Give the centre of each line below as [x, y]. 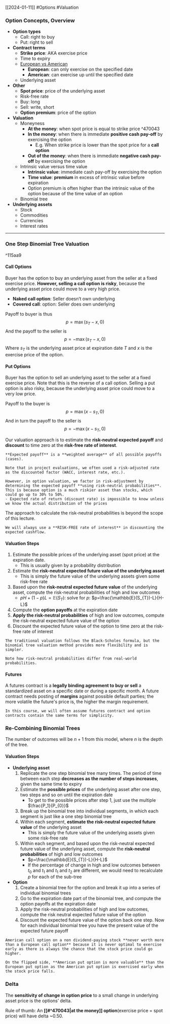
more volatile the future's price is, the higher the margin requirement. [77, 702]
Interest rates [34, 226]
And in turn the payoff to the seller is [43, 421]
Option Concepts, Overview [40, 20]
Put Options [18, 366]
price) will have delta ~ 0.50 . [34, 1016]
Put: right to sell [36, 42]
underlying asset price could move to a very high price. [63, 289]
